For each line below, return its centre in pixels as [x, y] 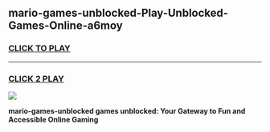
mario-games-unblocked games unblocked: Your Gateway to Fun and [127, 110]
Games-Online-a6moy [65, 26]
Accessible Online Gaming [53, 119]
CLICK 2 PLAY [36, 78]
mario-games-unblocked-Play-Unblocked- [119, 13]
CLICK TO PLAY [39, 49]
